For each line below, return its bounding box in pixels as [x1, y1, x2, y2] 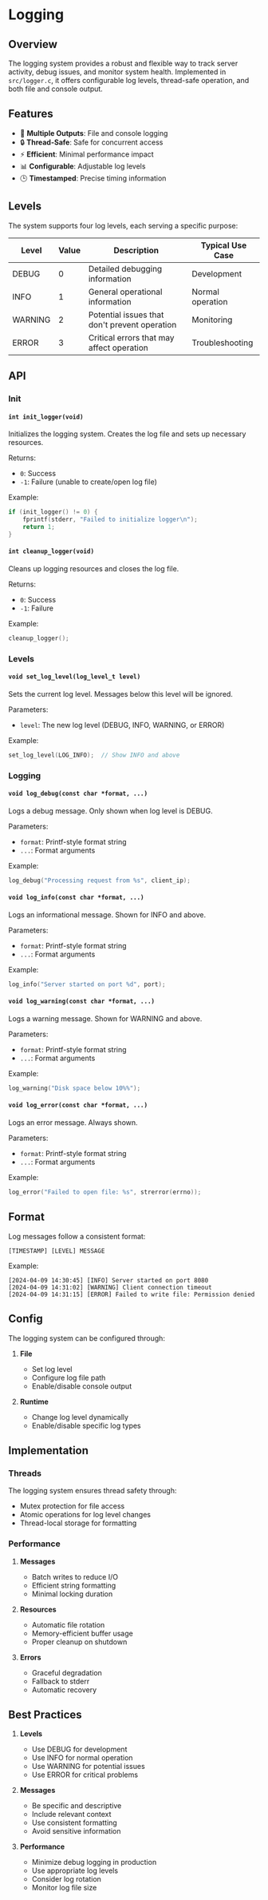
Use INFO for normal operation [31, 1753, 133, 1763]
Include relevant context [31, 1810, 112, 1819]
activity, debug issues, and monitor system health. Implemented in [8, 67, 227, 77]
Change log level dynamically [31, 1412, 129, 1421]
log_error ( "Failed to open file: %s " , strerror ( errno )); [8, 1188, 202, 1196]
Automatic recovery [31, 1684, 97, 1695]
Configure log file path [31, 1373, 106, 1382]
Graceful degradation [31, 1667, 102, 1677]
